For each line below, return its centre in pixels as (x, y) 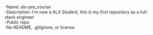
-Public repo (17, 22)
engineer (25, 17)
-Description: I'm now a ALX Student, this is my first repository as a (72, 12)
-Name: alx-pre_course (28, 7)
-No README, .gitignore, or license (40, 27)
